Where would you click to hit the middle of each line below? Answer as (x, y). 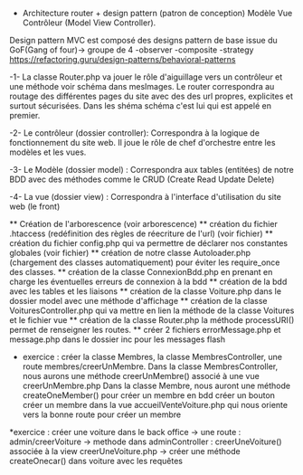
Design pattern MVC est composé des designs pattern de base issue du (143, 40)
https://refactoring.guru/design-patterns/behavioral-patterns (123, 59)
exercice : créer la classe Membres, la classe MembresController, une (152, 357)
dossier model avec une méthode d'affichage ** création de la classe (139, 301)
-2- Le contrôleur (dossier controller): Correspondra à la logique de (135, 133)
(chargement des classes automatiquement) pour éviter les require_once (145, 262)
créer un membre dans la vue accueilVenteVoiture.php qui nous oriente (155, 405)
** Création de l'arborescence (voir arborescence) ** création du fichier (143, 224)
